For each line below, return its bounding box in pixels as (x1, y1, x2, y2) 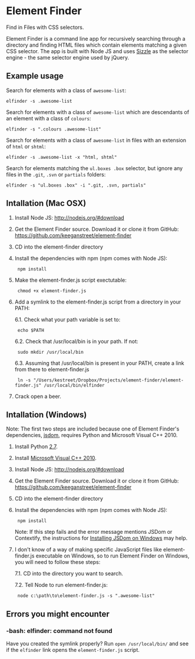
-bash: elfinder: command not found (6, 627, 113, 635)
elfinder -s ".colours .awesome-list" (6, 126, 101, 132)
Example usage (6, 71, 64, 81)
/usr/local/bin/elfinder (44, 382, 105, 388)
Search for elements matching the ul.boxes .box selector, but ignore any (6, 164, 183, 172)
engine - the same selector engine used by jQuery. (6, 54, 130, 61)
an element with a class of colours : (6, 115, 91, 122)
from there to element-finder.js (14, 366, 90, 373)
